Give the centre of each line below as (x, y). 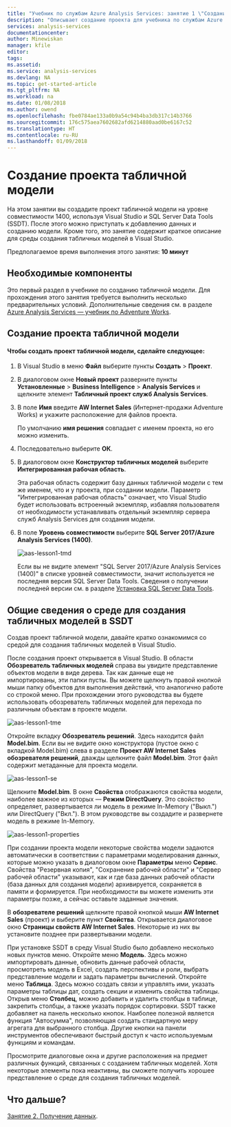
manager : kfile (29, 45)
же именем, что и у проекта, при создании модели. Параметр (109, 490)
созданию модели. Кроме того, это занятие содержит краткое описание (114, 231)
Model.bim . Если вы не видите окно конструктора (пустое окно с (103, 743)
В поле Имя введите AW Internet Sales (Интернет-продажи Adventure (120, 407)
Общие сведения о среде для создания (97, 610)
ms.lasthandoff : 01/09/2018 (47, 142)
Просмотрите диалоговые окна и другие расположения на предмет (107, 1056)
